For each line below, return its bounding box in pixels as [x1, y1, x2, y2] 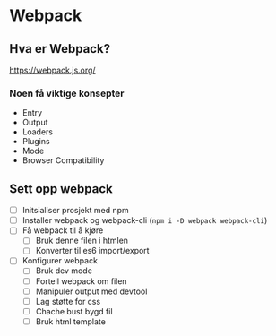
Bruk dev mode [35, 265, 92, 276]
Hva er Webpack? [9, 41, 110, 56]
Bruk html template [35, 315, 106, 327]
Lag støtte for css [35, 296, 101, 306]
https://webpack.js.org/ [9, 65, 96, 75]
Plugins [22, 136, 51, 147]
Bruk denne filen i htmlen [35, 235, 128, 246]
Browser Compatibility [22, 155, 105, 166]
